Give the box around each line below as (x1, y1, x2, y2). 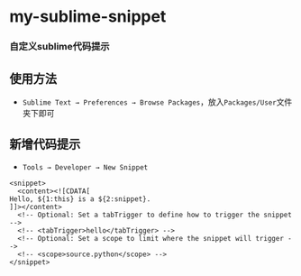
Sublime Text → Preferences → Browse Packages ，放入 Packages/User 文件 (22, 97, 293, 107)
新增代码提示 (9, 137, 81, 152)
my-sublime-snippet (9, 6, 167, 27)
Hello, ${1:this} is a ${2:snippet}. (9, 194, 151, 204)
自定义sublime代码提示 (9, 41, 110, 53)
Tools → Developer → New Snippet (22, 162, 149, 172)
